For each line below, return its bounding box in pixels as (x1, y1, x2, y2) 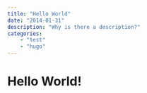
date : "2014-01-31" (7, 17, 65, 24)
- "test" (20, 37, 46, 44)
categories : (7, 30, 42, 37)
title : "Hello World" (7, 10, 71, 18)
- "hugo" (20, 43, 46, 50)
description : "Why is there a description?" (7, 23, 141, 30)
